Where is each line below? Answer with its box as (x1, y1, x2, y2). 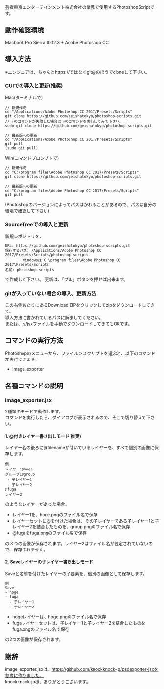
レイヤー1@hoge (5, 467, 33, 472)
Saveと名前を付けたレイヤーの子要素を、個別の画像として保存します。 (5, 571, 148, 577)
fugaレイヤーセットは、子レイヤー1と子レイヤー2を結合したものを (12, 620, 146, 626)
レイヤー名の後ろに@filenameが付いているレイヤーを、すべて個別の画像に (5, 445, 155, 451)
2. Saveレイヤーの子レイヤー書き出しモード (5, 559, 94, 565)
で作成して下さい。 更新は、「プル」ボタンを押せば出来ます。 (5, 276, 128, 282)
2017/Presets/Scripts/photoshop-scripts (5, 252, 89, 258)
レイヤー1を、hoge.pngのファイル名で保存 (12, 512, 98, 518)
